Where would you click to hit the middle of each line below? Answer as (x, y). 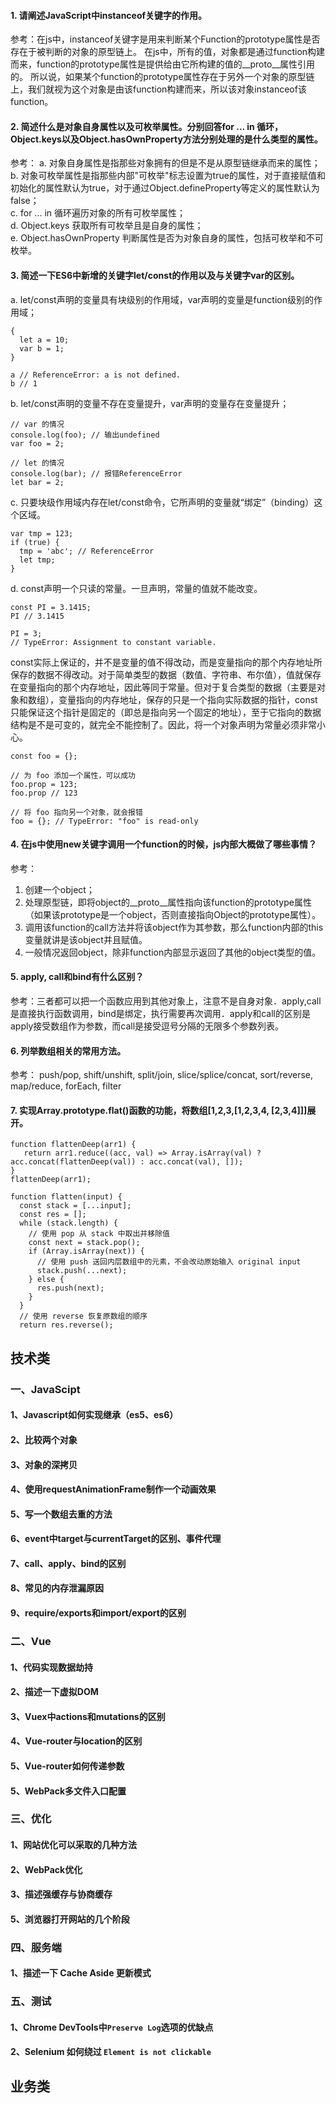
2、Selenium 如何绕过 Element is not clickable (111, 2052)
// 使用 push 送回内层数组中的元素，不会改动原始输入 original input (169, 1262)
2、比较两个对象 (44, 1439)
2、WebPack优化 (46, 1869)
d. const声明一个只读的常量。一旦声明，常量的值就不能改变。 (136, 588)
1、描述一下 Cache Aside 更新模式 (81, 1973)
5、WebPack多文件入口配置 (68, 1791)
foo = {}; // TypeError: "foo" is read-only (104, 821)
